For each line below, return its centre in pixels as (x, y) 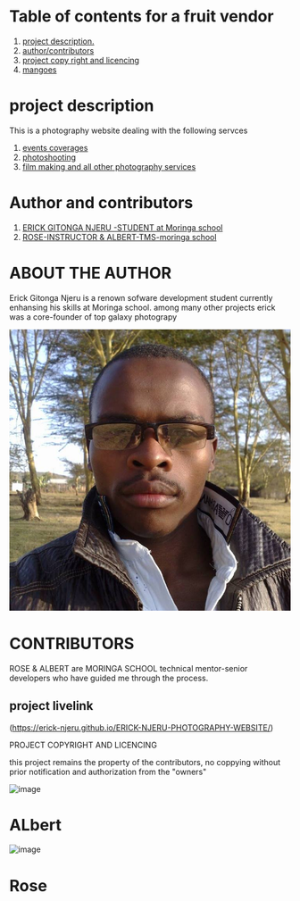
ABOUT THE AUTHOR (91, 273)
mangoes (39, 70)
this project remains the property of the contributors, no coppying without (145, 762)
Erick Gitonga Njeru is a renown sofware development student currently (141, 297)
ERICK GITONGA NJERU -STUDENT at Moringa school (122, 227)
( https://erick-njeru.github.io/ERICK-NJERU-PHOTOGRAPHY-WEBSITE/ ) (142, 727)
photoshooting (49, 157)
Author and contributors (101, 203)
